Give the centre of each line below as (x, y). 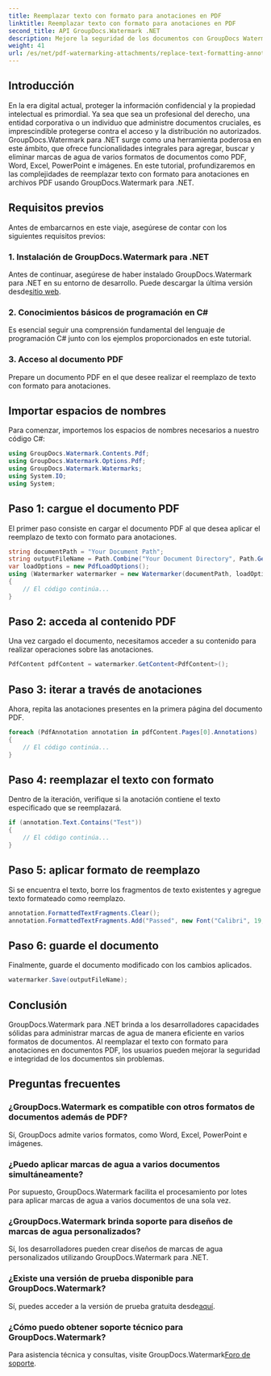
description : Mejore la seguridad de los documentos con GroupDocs (124, 38)
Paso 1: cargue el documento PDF (94, 509)
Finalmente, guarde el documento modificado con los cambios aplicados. (130, 965)
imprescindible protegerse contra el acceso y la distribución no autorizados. (135, 131)
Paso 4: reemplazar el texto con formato (111, 780)
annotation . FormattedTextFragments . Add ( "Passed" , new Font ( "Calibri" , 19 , (137, 920)
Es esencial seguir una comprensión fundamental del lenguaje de (117, 330)
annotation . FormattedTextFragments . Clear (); (84, 913)
